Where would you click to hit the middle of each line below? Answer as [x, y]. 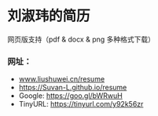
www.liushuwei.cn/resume [62, 79]
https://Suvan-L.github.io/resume [73, 88]
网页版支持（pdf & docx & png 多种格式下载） [81, 39]
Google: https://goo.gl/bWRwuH [70, 96]
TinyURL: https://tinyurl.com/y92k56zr [81, 104]
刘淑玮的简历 [49, 16]
